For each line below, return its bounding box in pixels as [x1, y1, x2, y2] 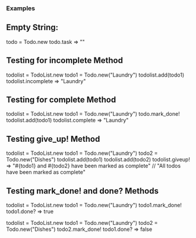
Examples [6, 4, 36, 12]
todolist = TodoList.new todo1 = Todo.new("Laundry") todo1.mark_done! [6, 201, 182, 208]
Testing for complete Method [6, 94, 116, 104]
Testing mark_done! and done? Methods [6, 186, 159, 196]
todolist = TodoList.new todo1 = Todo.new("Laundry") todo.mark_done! [6, 110, 180, 118]
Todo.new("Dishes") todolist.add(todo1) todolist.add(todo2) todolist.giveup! [6, 156, 190, 163]
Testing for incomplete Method [6, 55, 124, 66]
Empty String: [6, 23, 59, 33]
